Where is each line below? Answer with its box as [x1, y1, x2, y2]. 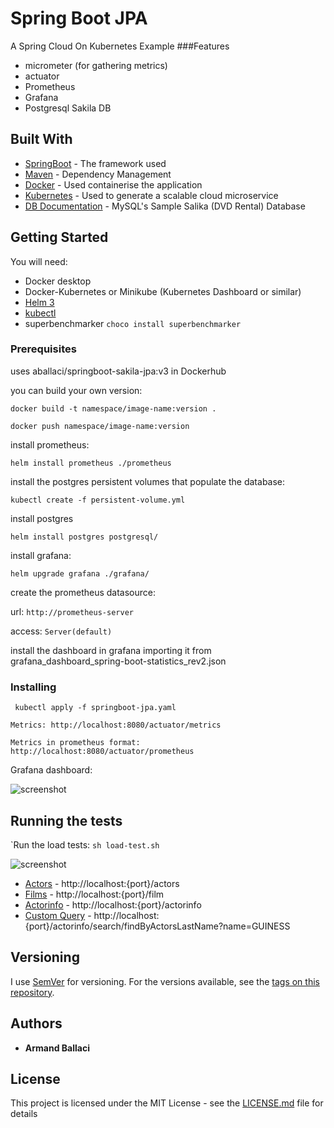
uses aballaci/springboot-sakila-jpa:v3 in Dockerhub [10, 365, 227, 377]
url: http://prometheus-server [10, 605, 134, 617]
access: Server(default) [10, 625, 113, 637]
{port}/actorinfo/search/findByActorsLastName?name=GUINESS [24, 920, 291, 932]
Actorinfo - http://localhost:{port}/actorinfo [24, 898, 202, 911]
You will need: [10, 255, 68, 267]
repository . [10, 986, 55, 998]
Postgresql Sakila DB [24, 102, 112, 114]
